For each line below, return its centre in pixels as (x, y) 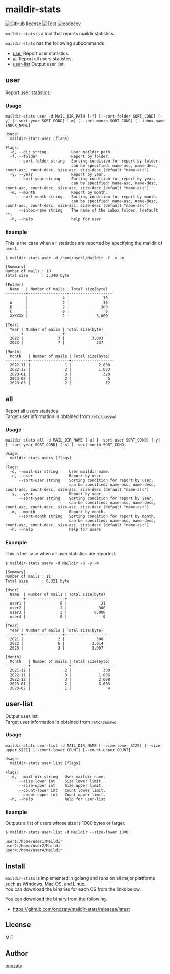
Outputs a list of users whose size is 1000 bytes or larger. (65, 823)
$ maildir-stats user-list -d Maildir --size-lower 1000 (67, 832)
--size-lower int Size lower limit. (61, 781)
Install (15, 866)
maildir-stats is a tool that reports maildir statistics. (60, 33)
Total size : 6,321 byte (37, 581)
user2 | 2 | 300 (58, 608)
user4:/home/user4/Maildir (34, 850)
